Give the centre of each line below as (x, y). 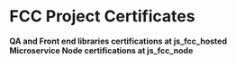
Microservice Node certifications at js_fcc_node (101, 50)
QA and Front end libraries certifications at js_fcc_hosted (118, 41)
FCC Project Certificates (102, 16)
